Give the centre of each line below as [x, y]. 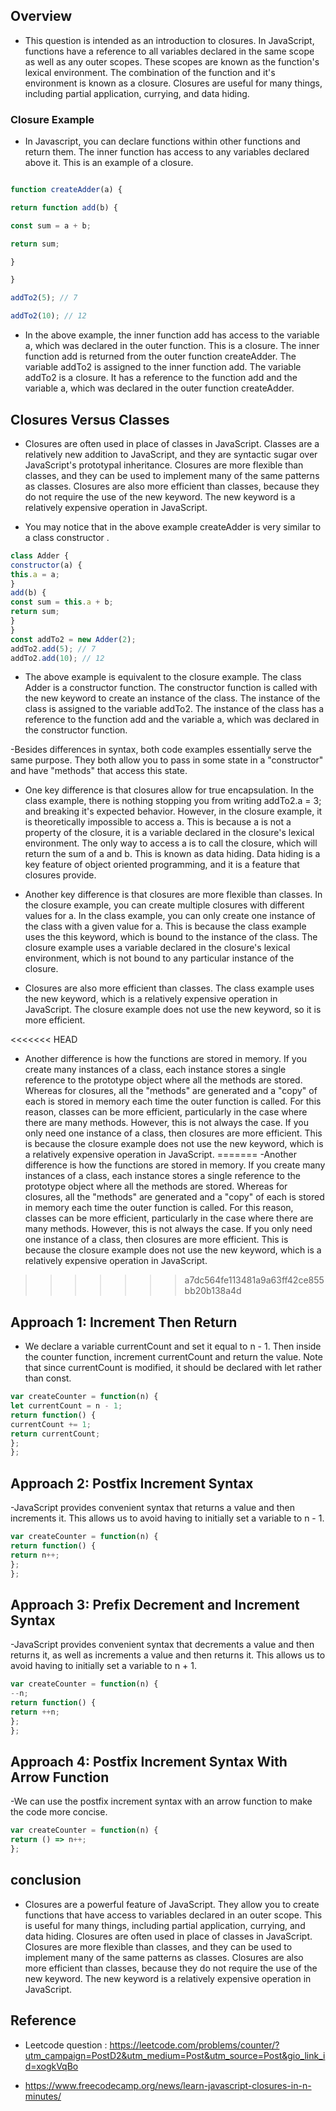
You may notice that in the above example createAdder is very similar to [173, 526]
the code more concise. [59, 1812]
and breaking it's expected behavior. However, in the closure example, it [173, 811]
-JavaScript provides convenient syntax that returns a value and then [153, 1508]
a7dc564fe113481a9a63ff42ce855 [254, 1280]
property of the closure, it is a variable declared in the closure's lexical [169, 833]
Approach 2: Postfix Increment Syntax [132, 1483]
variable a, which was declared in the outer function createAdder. [159, 388]
